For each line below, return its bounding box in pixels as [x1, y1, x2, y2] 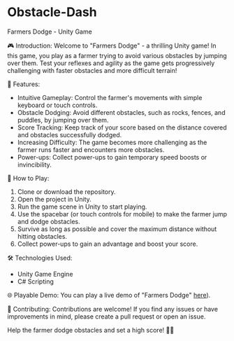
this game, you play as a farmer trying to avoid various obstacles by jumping [7, 51, 227, 60]
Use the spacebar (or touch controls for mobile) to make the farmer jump [17, 209, 228, 218]
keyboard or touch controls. [17, 101, 98, 109]
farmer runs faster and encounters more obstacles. [17, 145, 165, 154]
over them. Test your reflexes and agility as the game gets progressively [7, 59, 215, 67]
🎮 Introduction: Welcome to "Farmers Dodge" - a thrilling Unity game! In [7, 41, 217, 50]
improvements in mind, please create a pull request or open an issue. [7, 312, 206, 321]
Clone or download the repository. [17, 187, 117, 196]
